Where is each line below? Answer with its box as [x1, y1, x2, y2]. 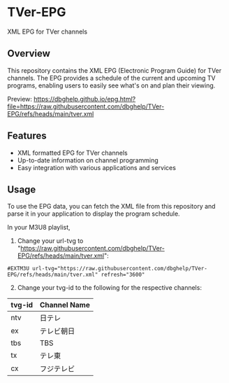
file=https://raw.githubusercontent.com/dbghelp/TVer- [7, 102, 165, 111]
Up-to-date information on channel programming [17, 155, 158, 165]
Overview [7, 48, 51, 60]
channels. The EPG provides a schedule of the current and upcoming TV [7, 74, 216, 82]
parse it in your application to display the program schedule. [7, 209, 180, 218]
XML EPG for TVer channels [7, 27, 88, 36]
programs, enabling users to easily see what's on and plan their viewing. [7, 81, 216, 90]
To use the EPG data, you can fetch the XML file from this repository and [7, 202, 216, 211]
